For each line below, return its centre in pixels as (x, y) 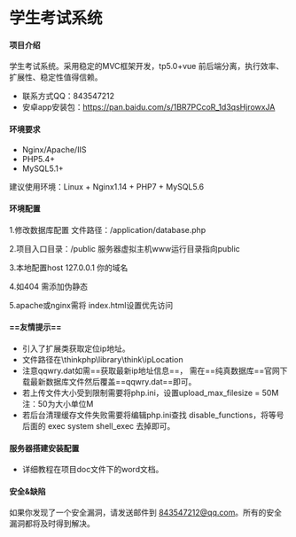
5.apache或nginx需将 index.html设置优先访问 (91, 305)
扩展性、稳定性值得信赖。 (56, 77)
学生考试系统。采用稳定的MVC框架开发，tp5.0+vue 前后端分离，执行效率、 (147, 66)
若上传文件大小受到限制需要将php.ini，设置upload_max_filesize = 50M (150, 393)
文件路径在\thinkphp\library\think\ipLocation (102, 359)
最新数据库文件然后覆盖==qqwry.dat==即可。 (113, 381)
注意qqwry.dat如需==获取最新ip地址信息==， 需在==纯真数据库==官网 (151, 370)
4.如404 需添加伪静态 (49, 286)
